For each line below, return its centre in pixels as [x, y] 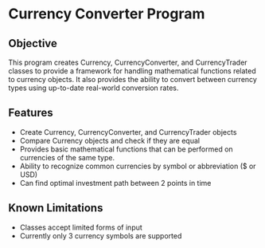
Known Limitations [56, 208]
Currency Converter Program [107, 14]
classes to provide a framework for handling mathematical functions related [132, 71]
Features [31, 113]
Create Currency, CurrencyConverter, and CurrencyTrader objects [128, 132]
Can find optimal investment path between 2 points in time [115, 183]
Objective [33, 43]
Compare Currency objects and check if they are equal [110, 140]
